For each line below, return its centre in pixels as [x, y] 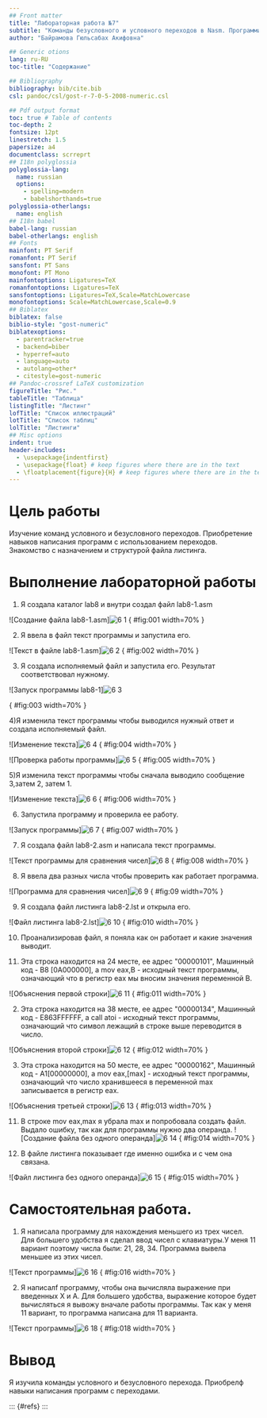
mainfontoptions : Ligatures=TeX [62, 280]
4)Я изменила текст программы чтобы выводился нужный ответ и [122, 721]
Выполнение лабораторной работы [133, 583]
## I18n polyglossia [43, 162]
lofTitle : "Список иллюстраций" [62, 413]
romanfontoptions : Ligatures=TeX [64, 288]
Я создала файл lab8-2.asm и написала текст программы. [118, 845]
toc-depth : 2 [31, 125]
